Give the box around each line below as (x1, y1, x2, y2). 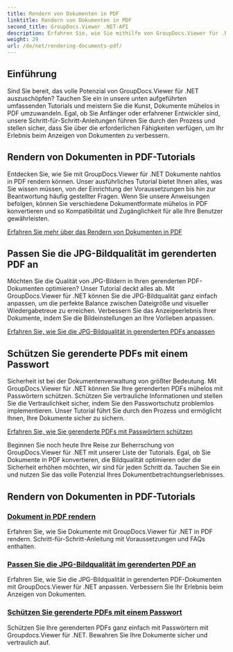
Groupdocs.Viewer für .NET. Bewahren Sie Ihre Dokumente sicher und (7, 630, 208, 639)
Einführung (7, 68, 57, 80)
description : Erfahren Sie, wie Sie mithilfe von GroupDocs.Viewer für (7, 29, 218, 37)
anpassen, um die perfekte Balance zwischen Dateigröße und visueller (7, 299, 209, 308)
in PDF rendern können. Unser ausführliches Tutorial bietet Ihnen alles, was (7, 177, 223, 185)
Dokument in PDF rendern (7, 511, 96, 521)
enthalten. (7, 542, 36, 550)
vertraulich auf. (7, 638, 51, 646)
